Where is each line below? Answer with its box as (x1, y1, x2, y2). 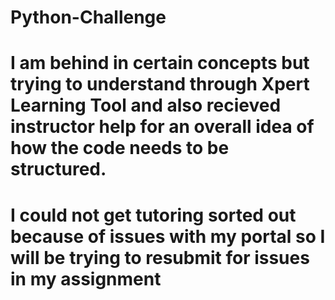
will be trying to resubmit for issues (10, 246, 310, 269)
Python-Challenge (10, 6, 167, 29)
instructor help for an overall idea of (10, 116, 315, 138)
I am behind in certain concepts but (10, 52, 310, 75)
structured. (10, 158, 107, 181)
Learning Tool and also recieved (10, 94, 282, 117)
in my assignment (10, 267, 162, 290)
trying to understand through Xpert (10, 73, 310, 96)
